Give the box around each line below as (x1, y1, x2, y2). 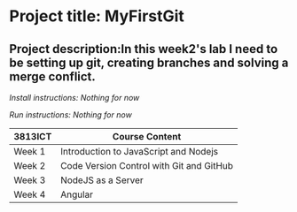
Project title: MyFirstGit (9, 6, 184, 26)
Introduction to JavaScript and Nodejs (60, 146, 219, 157)
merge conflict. (9, 69, 96, 84)
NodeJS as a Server (60, 174, 144, 186)
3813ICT (13, 131, 52, 142)
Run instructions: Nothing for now (9, 110, 133, 120)
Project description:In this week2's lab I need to (9, 42, 278, 57)
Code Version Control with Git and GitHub (60, 160, 233, 171)
